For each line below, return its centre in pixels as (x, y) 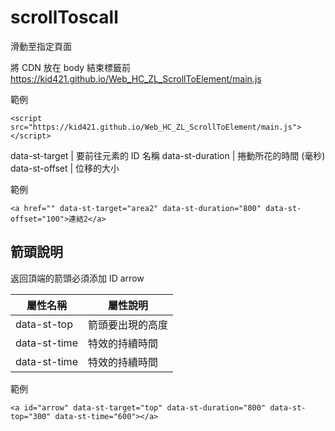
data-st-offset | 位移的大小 (65, 168)
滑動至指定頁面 (41, 46)
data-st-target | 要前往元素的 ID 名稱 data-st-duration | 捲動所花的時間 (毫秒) (168, 155)
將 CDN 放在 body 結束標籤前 (71, 67)
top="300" (31, 416)
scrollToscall (64, 17)
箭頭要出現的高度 (127, 324)
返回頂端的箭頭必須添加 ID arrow (77, 278)
